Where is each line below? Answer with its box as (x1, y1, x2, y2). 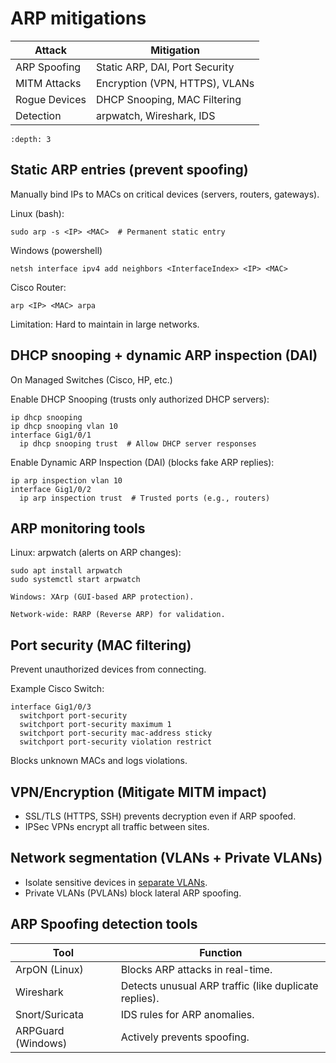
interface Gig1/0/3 (10, 702, 92, 712)
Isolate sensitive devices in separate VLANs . (24, 876, 208, 888)
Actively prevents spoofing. (120, 1030, 250, 1044)
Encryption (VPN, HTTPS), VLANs (95, 76, 255, 90)
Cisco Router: (10, 281, 67, 293)
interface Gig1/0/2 (10, 484, 92, 494)
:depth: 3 (10, 134, 52, 144)
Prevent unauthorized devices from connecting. (10, 663, 207, 676)
